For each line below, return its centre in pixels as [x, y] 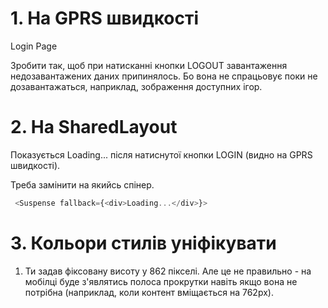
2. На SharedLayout [94, 127]
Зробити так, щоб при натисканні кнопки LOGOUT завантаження [149, 65]
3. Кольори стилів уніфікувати [143, 243]
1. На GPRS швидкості [104, 18]
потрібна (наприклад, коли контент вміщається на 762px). [149, 292]
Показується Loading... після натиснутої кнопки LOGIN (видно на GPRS [161, 154]
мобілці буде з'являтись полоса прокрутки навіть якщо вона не [161, 281]
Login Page [34, 46]
